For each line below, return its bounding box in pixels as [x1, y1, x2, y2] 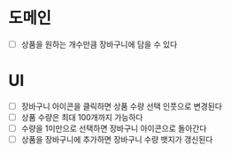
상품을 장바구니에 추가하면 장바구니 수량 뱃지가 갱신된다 [20, 134, 213, 145]
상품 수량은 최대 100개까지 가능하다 [20, 112, 143, 122]
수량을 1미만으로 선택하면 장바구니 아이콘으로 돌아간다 [20, 123, 207, 134]
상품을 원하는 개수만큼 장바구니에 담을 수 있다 [20, 39, 178, 50]
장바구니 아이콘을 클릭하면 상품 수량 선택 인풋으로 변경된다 [20, 101, 223, 111]
